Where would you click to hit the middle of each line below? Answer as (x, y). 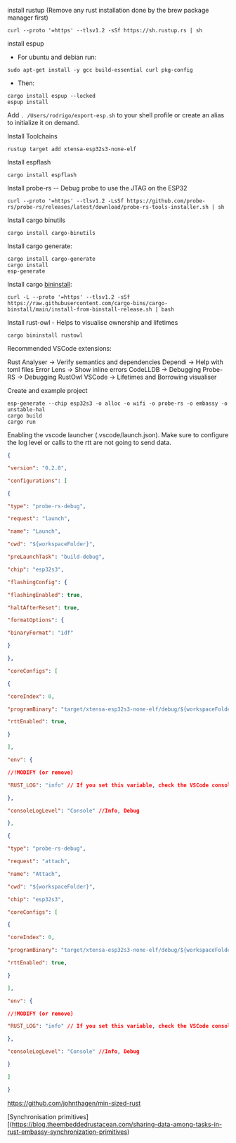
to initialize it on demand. (44, 123)
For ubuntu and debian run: (57, 57)
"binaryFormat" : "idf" (40, 633)
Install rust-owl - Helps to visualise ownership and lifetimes (93, 322)
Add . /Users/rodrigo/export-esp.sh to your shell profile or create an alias (116, 115)
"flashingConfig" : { (38, 582)
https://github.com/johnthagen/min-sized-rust (74, 1103)
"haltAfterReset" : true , (44, 607)
